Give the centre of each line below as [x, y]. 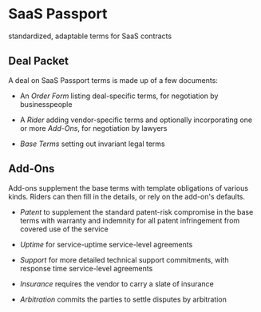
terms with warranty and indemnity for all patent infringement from [130, 220]
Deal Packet [39, 61]
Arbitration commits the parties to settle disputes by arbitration [123, 299]
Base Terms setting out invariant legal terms [92, 144]
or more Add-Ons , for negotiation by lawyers [93, 128]
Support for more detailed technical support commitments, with [124, 259]
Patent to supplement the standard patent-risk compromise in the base [136, 211]
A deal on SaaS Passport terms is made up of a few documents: [113, 80]
